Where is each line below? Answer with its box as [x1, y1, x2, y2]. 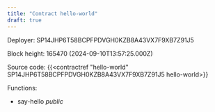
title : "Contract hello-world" [7, 10, 98, 17]
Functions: [7, 83, 38, 92]
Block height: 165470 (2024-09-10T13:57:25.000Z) [7, 49, 153, 58]
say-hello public [17, 97, 64, 105]
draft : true [7, 17, 42, 24]
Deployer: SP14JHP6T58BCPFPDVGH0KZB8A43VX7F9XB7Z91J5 [7, 35, 195, 44]
